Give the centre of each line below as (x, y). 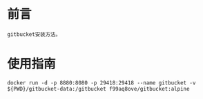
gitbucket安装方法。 (34, 34)
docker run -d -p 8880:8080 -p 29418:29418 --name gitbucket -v (101, 83)
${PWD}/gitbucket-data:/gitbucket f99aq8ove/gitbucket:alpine (98, 89)
